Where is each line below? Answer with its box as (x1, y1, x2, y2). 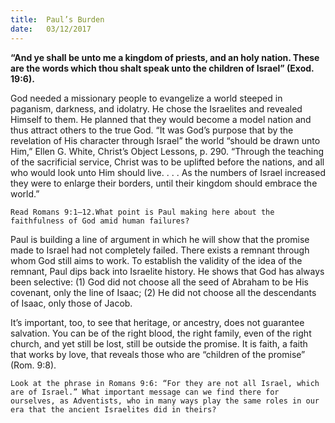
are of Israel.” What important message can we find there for (10, 387, 280, 397)
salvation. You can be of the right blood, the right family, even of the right (10, 327, 312, 339)
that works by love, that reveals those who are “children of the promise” (10, 348, 306, 360)
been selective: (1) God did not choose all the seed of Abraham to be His (10, 276, 309, 288)
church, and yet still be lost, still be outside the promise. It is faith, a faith (10, 337, 308, 350)
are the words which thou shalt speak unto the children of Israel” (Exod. (10, 62, 315, 74)
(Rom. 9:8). (10, 359, 57, 371)
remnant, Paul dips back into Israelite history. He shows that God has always (10, 265, 325, 277)
